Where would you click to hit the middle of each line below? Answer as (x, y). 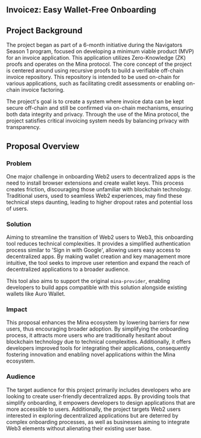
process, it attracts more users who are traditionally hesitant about (89, 335)
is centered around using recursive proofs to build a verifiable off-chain (95, 71)
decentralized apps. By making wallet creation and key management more (98, 256)
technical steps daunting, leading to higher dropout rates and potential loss (100, 202)
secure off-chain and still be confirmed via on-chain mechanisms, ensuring (100, 108)
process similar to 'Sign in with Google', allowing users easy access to (94, 250)
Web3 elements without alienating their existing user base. (79, 428)
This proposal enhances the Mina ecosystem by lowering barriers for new (98, 323)
